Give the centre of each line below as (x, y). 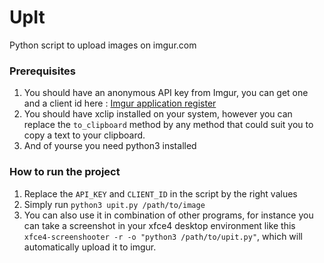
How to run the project (65, 172)
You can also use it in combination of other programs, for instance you (168, 215)
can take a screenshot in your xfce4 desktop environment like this (159, 225)
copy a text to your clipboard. (84, 135)
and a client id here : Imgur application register (120, 103)
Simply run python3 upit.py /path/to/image (114, 204)
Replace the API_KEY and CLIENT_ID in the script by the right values (160, 193)
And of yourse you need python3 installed (110, 146)
